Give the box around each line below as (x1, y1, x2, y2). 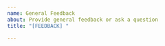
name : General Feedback (7, 9, 76, 17)
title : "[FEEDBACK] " (7, 22, 69, 29)
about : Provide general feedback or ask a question (7, 16, 158, 23)
